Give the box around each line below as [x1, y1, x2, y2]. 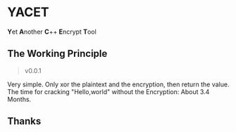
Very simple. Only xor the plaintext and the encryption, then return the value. [7, 80, 230, 88]
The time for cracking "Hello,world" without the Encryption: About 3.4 [7, 87, 210, 95]
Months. [7, 95, 32, 103]
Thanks [7, 115, 42, 127]
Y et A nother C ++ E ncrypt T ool [7, 27, 97, 36]
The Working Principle [7, 48, 108, 60]
